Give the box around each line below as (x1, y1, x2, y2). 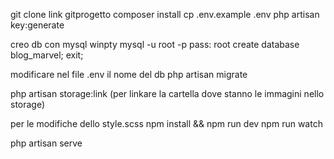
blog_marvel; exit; (10, 49, 84, 61)
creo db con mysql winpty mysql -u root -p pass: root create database (10, 39, 300, 50)
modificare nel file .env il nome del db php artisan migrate (10, 69, 248, 80)
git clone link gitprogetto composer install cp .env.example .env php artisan (10, 9, 320, 20)
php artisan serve (10, 137, 83, 149)
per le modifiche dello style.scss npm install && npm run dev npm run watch (10, 118, 323, 129)
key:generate (10, 19, 65, 31)
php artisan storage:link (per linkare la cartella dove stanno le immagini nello (10, 88, 325, 99)
